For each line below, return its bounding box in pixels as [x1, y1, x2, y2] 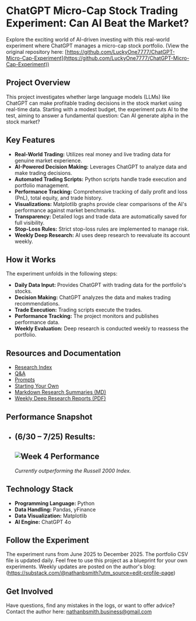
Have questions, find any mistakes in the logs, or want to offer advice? [6, 602, 175, 609]
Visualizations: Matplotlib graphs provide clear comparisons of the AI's [14, 200, 187, 207]
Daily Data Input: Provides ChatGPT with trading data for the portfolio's [14, 282, 187, 289]
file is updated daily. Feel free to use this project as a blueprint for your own [6, 557, 188, 564]
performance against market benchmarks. [14, 207, 116, 214]
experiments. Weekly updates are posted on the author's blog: [6, 563, 156, 570]
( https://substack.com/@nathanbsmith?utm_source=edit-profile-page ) [6, 569, 176, 577]
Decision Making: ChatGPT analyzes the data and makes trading [14, 294, 171, 301]
